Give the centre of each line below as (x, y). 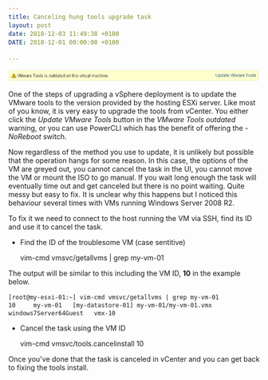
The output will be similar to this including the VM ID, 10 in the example (124, 273)
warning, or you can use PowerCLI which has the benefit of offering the (126, 128)
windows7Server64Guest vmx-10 (62, 313)
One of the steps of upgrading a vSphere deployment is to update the (122, 94)
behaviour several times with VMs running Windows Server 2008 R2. (122, 203)
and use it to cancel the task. (56, 227)
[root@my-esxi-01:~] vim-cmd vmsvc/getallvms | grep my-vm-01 (114, 297)
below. (19, 281)
